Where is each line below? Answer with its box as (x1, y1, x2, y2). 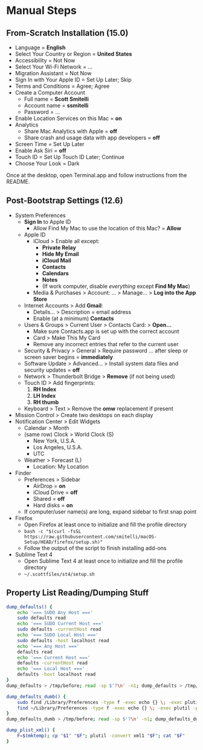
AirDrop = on (33, 482, 66, 489)
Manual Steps (6, 4, 77, 18)
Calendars (42, 269, 69, 276)
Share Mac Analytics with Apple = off (24, 128, 118, 135)
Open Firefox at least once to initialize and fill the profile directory (24, 521, 187, 528)
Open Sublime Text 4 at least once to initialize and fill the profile (24, 557, 183, 564)
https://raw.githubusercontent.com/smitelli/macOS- (24, 534, 157, 540)
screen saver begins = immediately (24, 353, 114, 361)
